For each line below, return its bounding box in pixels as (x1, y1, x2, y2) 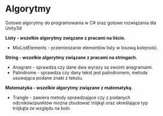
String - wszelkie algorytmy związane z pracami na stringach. (5, 54, 137, 61)
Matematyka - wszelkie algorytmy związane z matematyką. (5, 84, 133, 91)
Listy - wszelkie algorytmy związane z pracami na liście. (5, 35, 126, 41)
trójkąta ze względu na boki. (12, 105, 71, 111)
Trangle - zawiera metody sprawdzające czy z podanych (12, 94, 131, 100)
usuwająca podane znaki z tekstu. (12, 75, 84, 81)
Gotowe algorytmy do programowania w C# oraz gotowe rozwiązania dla (5, 20, 156, 26)
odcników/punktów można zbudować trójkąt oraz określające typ (12, 99, 148, 106)
